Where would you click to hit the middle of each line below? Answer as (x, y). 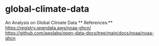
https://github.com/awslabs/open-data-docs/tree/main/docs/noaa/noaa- (80, 33)
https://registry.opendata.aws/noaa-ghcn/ (48, 27)
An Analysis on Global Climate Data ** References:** (59, 23)
